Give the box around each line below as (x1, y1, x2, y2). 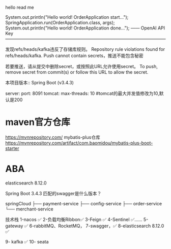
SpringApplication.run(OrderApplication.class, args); (5, 20, 116, 25)
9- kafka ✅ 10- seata (5, 238, 49, 244)
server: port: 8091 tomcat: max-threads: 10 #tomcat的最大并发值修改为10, (5, 90, 159, 96)
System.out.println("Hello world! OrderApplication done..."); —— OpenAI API (5, 25, 165, 31)
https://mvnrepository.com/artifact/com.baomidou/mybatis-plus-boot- (5, 140, 153, 146)
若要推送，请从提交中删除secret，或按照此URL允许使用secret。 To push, (5, 64, 158, 69)
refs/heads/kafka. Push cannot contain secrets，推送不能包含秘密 (5, 53, 144, 58)
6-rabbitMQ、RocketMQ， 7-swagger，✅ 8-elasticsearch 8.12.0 (29, 223, 164, 229)
